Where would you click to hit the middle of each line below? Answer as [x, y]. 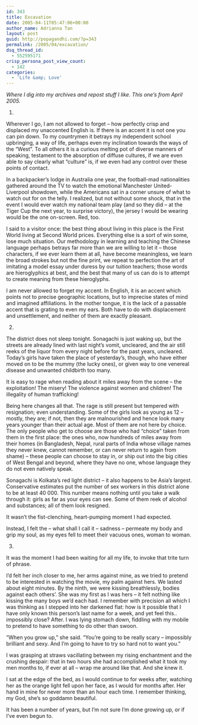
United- [163, 186]
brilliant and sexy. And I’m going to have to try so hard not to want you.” [93, 644]
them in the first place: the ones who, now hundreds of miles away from [94, 437]
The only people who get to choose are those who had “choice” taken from [98, 431]
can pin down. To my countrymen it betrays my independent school [89, 136]
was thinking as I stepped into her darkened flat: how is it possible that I [94, 607]
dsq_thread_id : [25, 50]
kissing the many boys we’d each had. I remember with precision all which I [98, 601]
